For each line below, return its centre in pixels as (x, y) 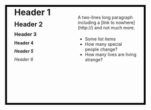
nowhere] (125, 22)
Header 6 (24, 59)
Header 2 (29, 24)
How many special (103, 44)
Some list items (100, 39)
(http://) (86, 28)
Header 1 (32, 12)
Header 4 (24, 43)
